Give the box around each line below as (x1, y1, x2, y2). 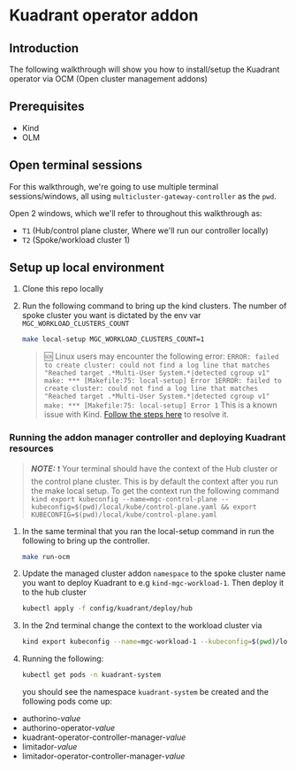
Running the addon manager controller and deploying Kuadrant (9, 432, 286, 444)
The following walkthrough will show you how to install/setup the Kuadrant (9, 64, 280, 74)
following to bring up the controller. (21, 535, 150, 546)
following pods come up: (21, 696, 113, 707)
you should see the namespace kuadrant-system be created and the (21, 687, 269, 697)
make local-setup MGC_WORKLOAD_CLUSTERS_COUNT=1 (21, 335, 205, 344)
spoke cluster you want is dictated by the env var (21, 310, 201, 321)
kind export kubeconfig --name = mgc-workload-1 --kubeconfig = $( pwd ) (21, 637, 277, 647)
